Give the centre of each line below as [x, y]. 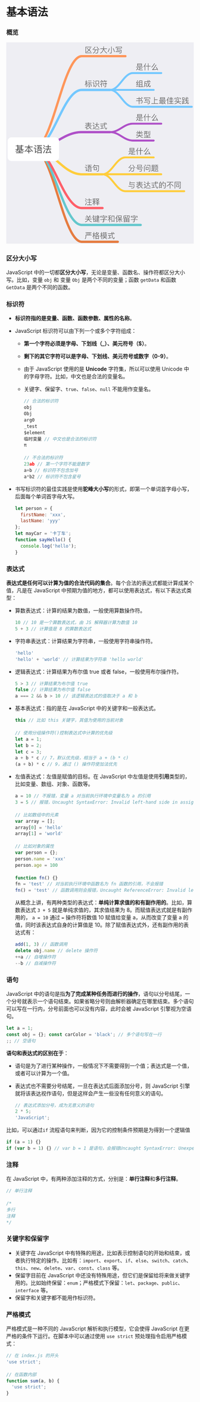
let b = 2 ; [28, 745]
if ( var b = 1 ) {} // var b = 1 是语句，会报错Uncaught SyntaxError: [91, 1148]
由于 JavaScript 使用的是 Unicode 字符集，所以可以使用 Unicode [103, 369]
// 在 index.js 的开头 [32, 1356]
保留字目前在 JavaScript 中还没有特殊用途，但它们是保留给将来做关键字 [102, 1275]
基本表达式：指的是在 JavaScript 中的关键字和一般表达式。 [87, 708]
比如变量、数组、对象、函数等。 [54, 784]
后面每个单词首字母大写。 [46, 496]
